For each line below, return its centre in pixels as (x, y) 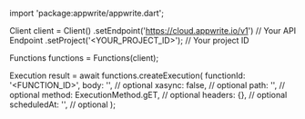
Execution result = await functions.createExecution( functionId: (127, 75)
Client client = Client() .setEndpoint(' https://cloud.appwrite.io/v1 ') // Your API (153, 30)
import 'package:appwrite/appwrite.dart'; (86, 13)
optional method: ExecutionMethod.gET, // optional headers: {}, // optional (148, 95)
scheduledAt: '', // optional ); (63, 104)
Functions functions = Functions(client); (84, 58)
